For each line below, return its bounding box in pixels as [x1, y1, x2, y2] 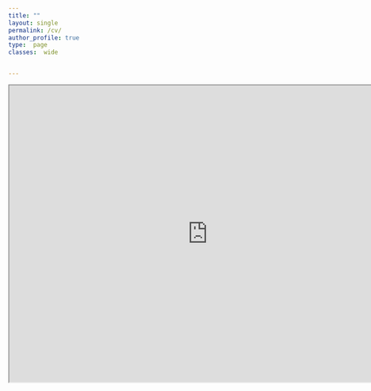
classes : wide [8, 48, 59, 56]
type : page [8, 41, 48, 49]
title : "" [8, 11, 41, 20]
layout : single [8, 19, 59, 27]
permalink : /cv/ [8, 26, 62, 34]
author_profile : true [8, 33, 80, 42]
